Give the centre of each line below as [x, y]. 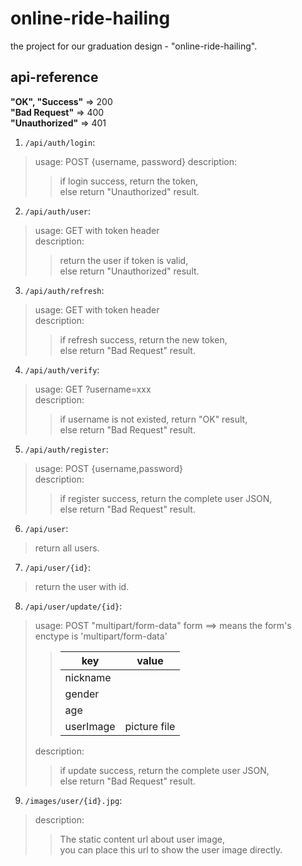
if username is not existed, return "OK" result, [153, 419]
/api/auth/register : [66, 449]
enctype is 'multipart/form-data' [101, 636]
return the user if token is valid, [124, 260]
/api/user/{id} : [58, 567]
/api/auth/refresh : [64, 290]
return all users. [67, 548]
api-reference [54, 77]
